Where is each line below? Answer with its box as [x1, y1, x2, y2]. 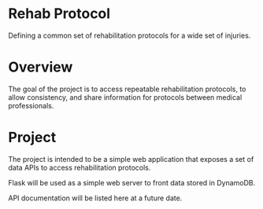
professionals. [8, 101, 54, 110]
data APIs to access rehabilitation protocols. [8, 163, 151, 172]
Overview [8, 58, 73, 76]
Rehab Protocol [8, 5, 111, 23]
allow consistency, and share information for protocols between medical [8, 92, 243, 102]
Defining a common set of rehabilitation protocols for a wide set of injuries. [8, 31, 251, 40]
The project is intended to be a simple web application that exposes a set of [8, 154, 254, 163]
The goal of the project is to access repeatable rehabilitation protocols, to [8, 84, 246, 93]
